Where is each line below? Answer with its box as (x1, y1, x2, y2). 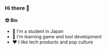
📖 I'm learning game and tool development (12, 34, 102, 40)
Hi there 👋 (5, 5, 30, 12)
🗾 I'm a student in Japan (12, 28, 63, 34)
